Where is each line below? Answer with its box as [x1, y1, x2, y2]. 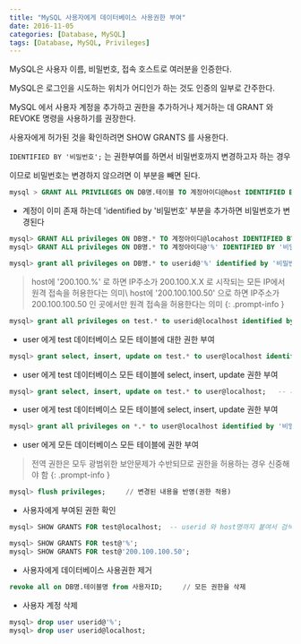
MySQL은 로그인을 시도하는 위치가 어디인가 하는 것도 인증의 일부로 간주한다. [9, 82, 276, 94]
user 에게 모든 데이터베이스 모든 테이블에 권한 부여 [21, 440, 200, 451]
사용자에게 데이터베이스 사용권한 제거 [21, 564, 152, 575]
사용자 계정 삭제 [21, 599, 78, 610]
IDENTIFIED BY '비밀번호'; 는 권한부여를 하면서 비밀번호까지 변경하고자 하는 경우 [9, 151, 291, 162]
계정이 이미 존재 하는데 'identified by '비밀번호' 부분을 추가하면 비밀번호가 [21, 205, 281, 216]
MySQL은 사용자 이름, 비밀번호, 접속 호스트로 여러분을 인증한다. [9, 64, 232, 74]
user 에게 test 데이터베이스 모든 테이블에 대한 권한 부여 [21, 333, 215, 345]
